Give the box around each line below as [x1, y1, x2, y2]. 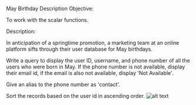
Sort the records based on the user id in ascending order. [6, 93, 145, 99]
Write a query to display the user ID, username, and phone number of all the [6, 57, 190, 64]
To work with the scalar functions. [6, 17, 89, 23]
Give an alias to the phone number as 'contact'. [6, 81, 121, 88]
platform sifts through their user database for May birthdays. [6, 45, 153, 52]
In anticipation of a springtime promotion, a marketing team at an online [6, 40, 180, 46]
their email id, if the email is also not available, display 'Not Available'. [6, 70, 174, 76]
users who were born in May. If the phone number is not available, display [6, 63, 185, 70]
